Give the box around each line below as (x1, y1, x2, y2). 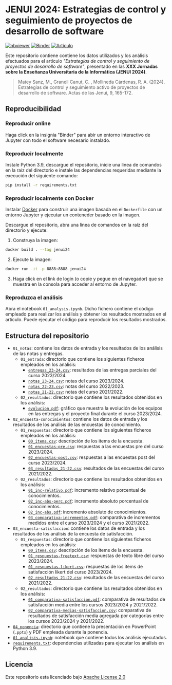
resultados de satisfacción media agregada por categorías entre (28, 613, 164, 619)
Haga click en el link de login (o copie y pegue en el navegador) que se (12, 275, 163, 282)
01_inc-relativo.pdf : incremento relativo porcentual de (28, 487, 146, 493)
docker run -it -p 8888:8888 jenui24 (5, 266, 86, 271)
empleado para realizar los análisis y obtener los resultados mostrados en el (5, 311, 167, 317)
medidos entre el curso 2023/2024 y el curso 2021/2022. (28, 520, 150, 526)
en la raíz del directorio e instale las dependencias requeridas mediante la (5, 167, 162, 173)
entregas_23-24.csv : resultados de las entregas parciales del (28, 366, 157, 373)
